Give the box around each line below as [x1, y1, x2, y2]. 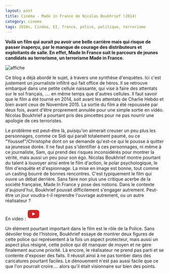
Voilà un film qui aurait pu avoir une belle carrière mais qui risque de [5, 39, 151, 45]
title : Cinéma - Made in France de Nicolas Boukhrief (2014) [5, 13, 137, 19]
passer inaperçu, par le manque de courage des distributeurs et [5, 44, 142, 50]
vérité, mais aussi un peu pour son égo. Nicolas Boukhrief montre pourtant [5, 155, 161, 161]
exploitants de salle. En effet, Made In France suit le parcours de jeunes [5, 50, 158, 56]
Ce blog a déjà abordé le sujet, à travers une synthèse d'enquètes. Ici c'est [5, 75, 161, 81]
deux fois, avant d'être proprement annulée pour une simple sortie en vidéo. [5, 107, 164, 113]
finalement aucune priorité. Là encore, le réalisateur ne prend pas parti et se [5, 247, 164, 253]
